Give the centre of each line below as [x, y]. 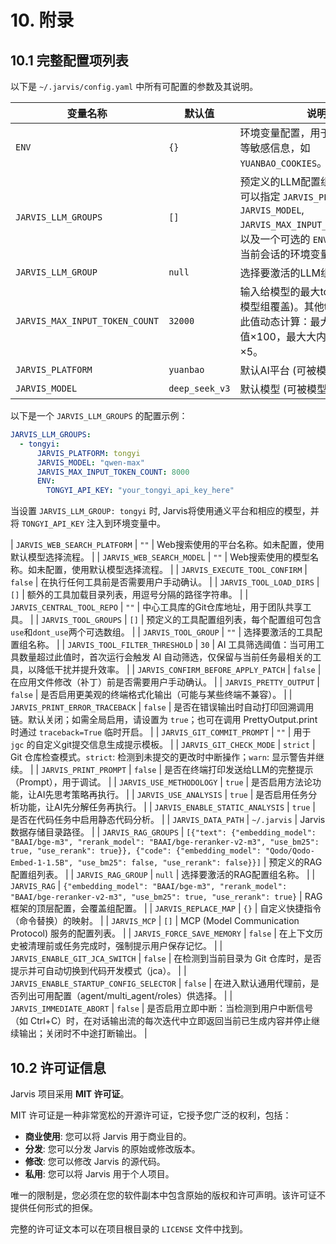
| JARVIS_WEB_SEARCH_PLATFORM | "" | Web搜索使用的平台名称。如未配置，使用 [167, 545]
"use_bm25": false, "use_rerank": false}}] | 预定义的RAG [200, 862]
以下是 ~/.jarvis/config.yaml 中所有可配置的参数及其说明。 [134, 86]
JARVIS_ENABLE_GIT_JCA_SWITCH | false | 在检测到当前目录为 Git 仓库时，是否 [166, 958]
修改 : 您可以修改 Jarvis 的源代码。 [95, 1161]
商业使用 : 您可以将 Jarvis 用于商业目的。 [108, 1136]
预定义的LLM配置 [280, 181]
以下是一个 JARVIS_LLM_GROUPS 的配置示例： [99, 415]
